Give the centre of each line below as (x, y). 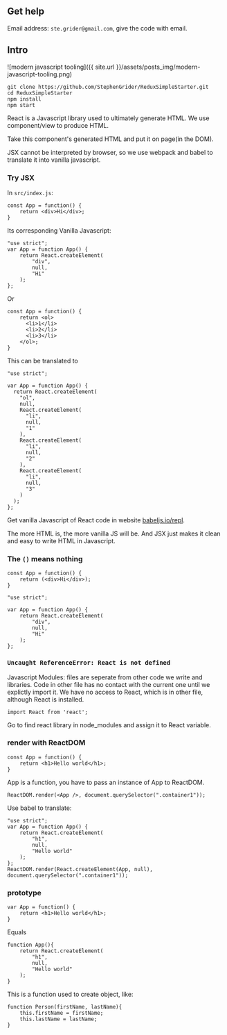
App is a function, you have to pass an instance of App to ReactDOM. (106, 782)
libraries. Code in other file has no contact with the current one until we (109, 684)
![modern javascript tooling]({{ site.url (61, 67)
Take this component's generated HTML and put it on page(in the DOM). (110, 139)
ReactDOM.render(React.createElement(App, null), (80, 869)
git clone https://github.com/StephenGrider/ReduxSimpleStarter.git (108, 87)
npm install (24, 99)
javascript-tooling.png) (40, 74)
